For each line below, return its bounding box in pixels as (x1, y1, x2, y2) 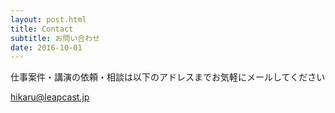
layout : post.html (10, 14, 87, 25)
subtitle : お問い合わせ (10, 33, 100, 43)
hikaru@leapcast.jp (10, 91, 90, 103)
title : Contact (10, 24, 74, 34)
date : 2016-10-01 (10, 42, 83, 53)
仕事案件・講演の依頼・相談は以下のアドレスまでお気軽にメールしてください (10, 71, 326, 83)
